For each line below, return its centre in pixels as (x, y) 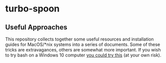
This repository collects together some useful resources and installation (80, 39)
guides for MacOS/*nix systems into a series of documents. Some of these (83, 44)
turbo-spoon (32, 9)
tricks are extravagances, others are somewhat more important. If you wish (83, 50)
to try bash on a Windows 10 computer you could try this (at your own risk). (83, 55)
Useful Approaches (36, 27)
